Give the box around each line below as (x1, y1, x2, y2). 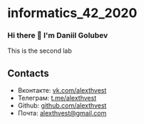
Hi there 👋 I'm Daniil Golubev (7, 31, 108, 41)
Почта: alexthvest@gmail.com (17, 109, 107, 118)
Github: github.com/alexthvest (17, 101, 107, 110)
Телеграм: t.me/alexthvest (17, 94, 97, 103)
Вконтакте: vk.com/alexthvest (17, 86, 107, 95)
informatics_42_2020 (7, 5, 138, 21)
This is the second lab (7, 46, 73, 55)
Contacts (7, 67, 50, 79)
